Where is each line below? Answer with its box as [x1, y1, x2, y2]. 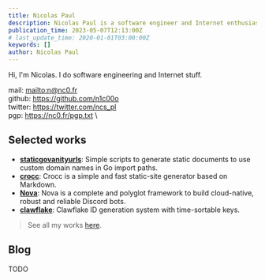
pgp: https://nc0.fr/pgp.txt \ [8, 111, 98, 119]
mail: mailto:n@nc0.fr [8, 85, 77, 95]
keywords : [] [8, 41, 51, 49]
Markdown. [19, 180, 57, 189]
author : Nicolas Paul [8, 48, 80, 56]
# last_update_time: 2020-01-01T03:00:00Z [8, 33, 150, 42]
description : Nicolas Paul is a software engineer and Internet [8, 19, 224, 27]
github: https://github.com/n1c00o [8, 94, 120, 103]
